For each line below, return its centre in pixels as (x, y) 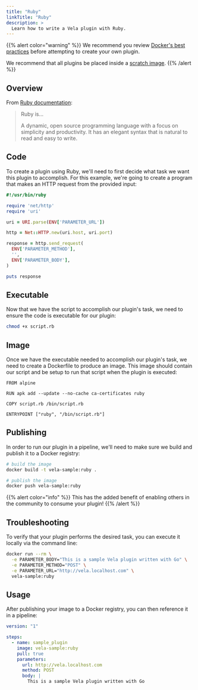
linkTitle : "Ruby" (29, 17)
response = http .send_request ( (45, 244)
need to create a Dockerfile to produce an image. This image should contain (99, 366)
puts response (24, 276)
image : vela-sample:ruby (48, 648)
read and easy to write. (49, 138)
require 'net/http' (30, 206)
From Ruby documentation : (40, 102)
